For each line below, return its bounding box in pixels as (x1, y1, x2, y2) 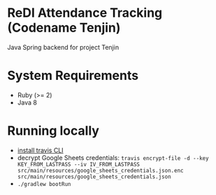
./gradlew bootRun (17, 180, 71, 187)
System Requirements (7, 68, 138, 83)
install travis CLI (17, 146, 64, 154)
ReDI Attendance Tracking (7, 5, 163, 21)
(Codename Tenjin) (7, 20, 121, 36)
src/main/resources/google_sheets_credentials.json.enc (17, 167, 184, 174)
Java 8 (17, 98, 37, 107)
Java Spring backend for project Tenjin (7, 43, 120, 51)
